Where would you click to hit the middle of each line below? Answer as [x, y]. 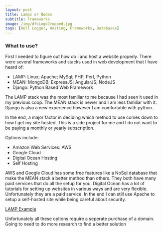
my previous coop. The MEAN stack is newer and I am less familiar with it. [81, 102]
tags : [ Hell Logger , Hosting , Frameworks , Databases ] [62, 28]
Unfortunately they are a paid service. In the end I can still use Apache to [80, 194]
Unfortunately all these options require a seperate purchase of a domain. [80, 219]
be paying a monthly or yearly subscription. [50, 128]
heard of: [14, 67]
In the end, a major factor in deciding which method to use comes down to [81, 117]
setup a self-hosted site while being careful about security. [66, 200]
